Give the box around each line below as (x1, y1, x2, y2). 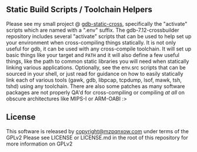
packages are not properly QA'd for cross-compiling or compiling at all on (6, 89, 185, 96)
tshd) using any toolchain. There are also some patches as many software (6, 82, 185, 90)
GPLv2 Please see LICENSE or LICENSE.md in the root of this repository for (6, 134, 188, 141)
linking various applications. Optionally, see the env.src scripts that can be (6, 64, 186, 71)
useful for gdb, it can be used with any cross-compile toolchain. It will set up (6, 45, 192, 52)
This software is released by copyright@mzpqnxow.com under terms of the (6, 127, 189, 134)
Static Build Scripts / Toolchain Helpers (6, 5, 153, 15)
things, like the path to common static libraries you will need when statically (6, 58, 189, 65)
